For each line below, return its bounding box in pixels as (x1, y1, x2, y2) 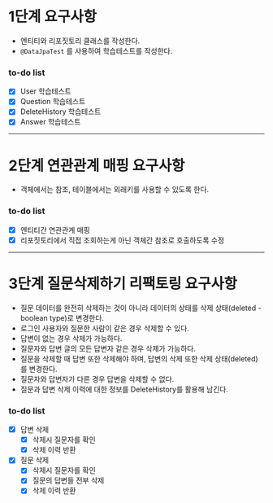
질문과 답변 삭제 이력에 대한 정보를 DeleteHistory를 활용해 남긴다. (19, 384, 229, 394)
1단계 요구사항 (8, 7, 97, 26)
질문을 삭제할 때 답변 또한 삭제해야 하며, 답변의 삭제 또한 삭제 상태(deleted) (19, 353, 258, 363)
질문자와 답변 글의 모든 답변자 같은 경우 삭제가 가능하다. (19, 343, 197, 353)
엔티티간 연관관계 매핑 (19, 225, 91, 234)
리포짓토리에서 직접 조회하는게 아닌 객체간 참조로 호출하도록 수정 (19, 235, 225, 245)
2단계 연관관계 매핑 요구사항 (8, 156, 185, 175)
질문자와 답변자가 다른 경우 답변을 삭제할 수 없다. (19, 374, 175, 383)
